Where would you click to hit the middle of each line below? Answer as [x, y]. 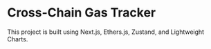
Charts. [18, 39]
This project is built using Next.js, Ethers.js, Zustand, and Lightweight [106, 32]
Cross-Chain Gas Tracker [82, 13]
